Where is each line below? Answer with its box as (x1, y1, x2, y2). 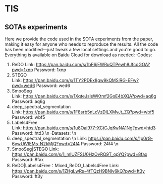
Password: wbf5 (11, 114, 46, 120)
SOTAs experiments (4, 23, 67, 31)
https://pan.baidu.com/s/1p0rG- (88, 135, 153, 141)
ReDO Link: (11, 62, 35, 67)
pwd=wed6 (11, 83, 35, 89)
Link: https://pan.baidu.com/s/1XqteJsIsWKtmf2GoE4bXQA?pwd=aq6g (11, 93, 157, 99)
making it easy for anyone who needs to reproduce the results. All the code (4, 41, 159, 47)
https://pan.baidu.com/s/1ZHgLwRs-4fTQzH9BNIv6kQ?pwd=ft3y (11, 168, 145, 174)
